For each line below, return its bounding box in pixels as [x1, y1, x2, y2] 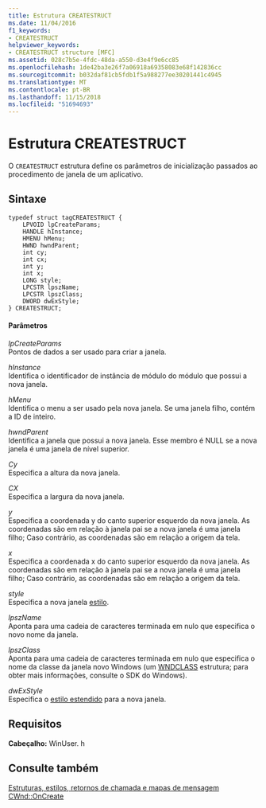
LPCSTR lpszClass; [22, 290, 83, 299]
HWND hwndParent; [22, 241, 80, 249]
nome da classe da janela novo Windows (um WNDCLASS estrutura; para [8, 662, 249, 672]
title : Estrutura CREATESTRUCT [8, 11, 112, 20]
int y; [22, 262, 44, 271]
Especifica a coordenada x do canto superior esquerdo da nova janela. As [8, 556, 250, 566]
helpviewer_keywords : [8, 41, 80, 49]
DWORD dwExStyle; [22, 297, 80, 305]
